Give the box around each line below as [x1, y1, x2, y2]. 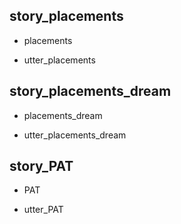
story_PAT [9, 158, 74, 175]
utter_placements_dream [23, 129, 127, 141]
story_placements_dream [9, 83, 172, 100]
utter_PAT [23, 204, 64, 216]
